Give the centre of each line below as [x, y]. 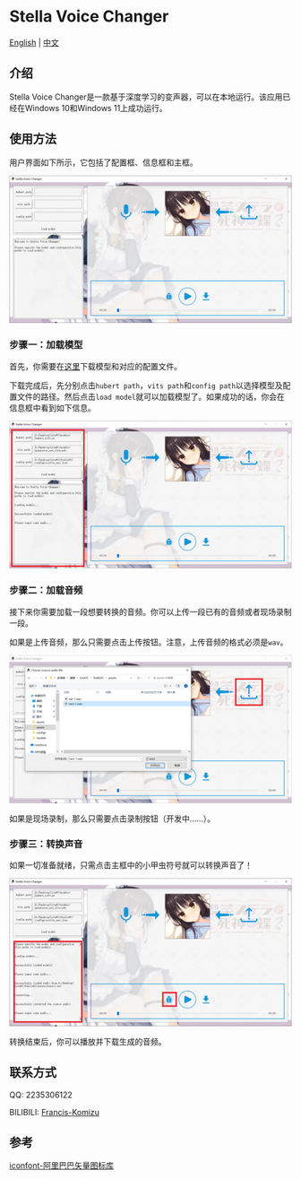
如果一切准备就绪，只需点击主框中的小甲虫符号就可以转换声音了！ [131, 865]
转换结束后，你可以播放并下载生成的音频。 [88, 1041]
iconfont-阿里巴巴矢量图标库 [62, 1166]
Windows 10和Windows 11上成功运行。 [96, 108]
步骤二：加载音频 [46, 591]
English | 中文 [34, 42]
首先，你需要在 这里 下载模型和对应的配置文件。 [95, 366]
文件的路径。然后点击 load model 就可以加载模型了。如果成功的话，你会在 [150, 396]
